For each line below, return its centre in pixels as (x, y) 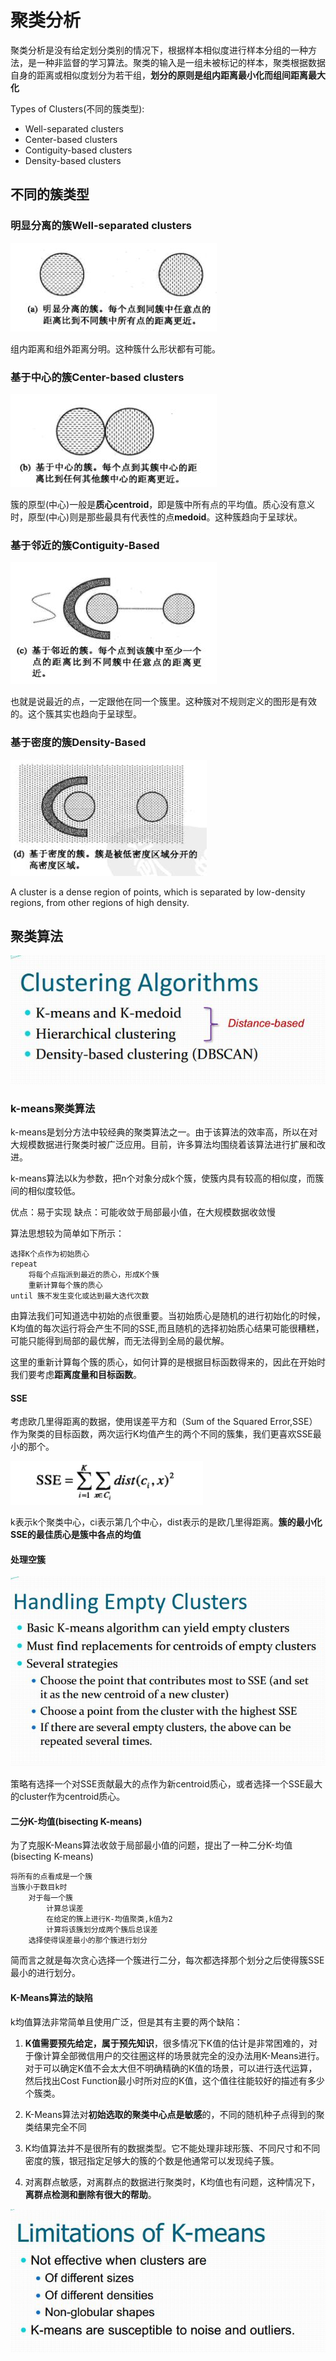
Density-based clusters (73, 160)
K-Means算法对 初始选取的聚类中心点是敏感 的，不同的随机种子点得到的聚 (174, 2114)
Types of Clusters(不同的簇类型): (77, 108)
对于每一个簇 (50, 1898)
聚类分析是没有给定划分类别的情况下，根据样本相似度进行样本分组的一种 (159, 50)
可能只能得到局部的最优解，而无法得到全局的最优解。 (120, 1341)
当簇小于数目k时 (39, 1887)
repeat (24, 1264)
